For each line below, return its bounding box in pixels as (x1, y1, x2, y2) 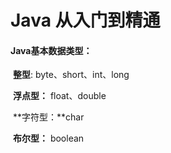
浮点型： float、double (12, 90, 107, 102)
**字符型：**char (12, 111, 85, 123)
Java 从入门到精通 (10, 9, 161, 32)
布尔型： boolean (12, 132, 85, 145)
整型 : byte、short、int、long (12, 69, 130, 81)
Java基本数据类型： (10, 44, 93, 56)
